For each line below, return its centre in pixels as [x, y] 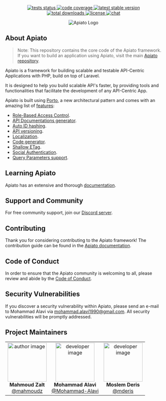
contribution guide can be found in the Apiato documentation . [68, 246]
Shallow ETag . [27, 147]
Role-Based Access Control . [41, 115]
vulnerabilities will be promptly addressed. [48, 316]
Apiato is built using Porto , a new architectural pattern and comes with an [80, 100]
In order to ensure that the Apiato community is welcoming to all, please [79, 273]
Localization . [25, 136]
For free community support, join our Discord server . [59, 213]
